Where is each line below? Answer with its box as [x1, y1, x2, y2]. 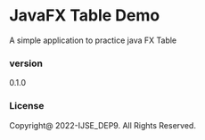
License [9, 100, 45, 112]
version [9, 57, 43, 70]
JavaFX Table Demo [9, 5, 160, 26]
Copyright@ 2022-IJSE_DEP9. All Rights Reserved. [9, 119, 196, 130]
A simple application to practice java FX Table [9, 35, 177, 45]
